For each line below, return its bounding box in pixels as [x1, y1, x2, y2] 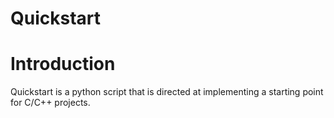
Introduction [10, 53, 116, 76]
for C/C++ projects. [10, 97, 91, 109]
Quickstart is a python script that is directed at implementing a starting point [10, 86, 324, 98]
